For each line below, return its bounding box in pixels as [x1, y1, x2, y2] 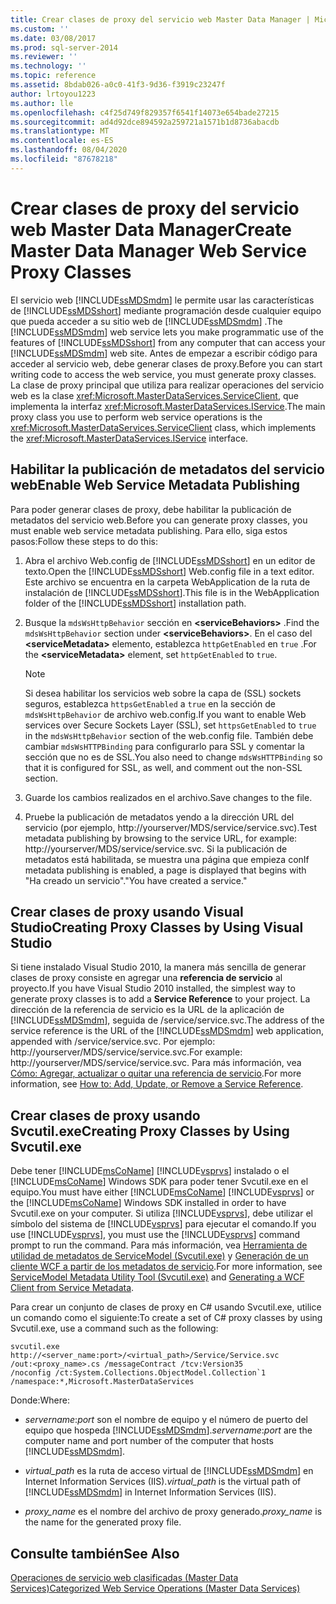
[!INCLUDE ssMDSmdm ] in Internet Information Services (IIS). [24, 1486, 277, 1498]
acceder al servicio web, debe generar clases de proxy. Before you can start [10, 357, 323, 370]
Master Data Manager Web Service [10, 239, 307, 262]
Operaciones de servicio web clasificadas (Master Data [10, 1571, 239, 1583]
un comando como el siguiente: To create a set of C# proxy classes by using [10, 1312, 323, 1324]
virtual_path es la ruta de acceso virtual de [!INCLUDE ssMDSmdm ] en [24, 1465, 314, 1477]
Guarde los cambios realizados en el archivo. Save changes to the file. [24, 791, 313, 803]
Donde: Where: [10, 1394, 71, 1406]
